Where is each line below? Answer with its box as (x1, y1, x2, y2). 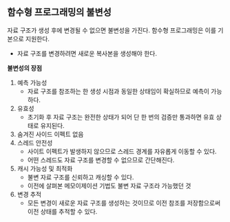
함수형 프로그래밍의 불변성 (7, 6, 112, 19)
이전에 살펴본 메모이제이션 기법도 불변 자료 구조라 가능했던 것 (27, 181, 191, 190)
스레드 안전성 (17, 138, 53, 146)
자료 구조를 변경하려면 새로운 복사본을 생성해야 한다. (17, 49, 157, 57)
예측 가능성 (17, 78, 48, 87)
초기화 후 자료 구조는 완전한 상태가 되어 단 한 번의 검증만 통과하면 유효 (27, 113, 215, 121)
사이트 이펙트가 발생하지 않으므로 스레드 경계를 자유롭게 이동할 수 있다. (27, 147, 217, 155)
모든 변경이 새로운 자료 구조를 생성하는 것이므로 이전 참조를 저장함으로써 (27, 199, 221, 207)
